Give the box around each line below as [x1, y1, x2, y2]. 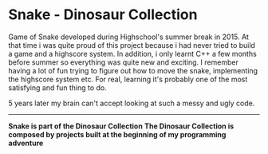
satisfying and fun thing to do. [8, 82, 107, 93]
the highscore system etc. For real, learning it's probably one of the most [8, 74, 248, 84]
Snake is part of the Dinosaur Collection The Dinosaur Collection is [8, 121, 235, 131]
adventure [8, 138, 44, 148]
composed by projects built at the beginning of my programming [8, 129, 227, 139]
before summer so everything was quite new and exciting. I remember [8, 57, 239, 67]
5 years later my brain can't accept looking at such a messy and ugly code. [8, 98, 255, 108]
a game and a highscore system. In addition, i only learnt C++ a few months [8, 49, 257, 58]
